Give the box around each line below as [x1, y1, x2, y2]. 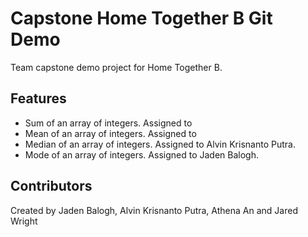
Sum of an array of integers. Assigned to [24, 117, 193, 129]
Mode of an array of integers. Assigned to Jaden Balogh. [24, 148, 259, 161]
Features [10, 90, 67, 107]
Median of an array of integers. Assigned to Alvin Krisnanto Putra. [24, 138, 296, 150]
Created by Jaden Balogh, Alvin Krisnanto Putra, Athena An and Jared [10, 204, 298, 216]
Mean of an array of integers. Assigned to [24, 127, 197, 139]
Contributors [10, 178, 93, 195]
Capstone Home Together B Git [10, 7, 273, 30]
